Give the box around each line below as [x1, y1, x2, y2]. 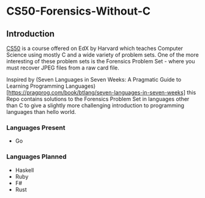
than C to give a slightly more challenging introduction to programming [6, 102, 185, 109]
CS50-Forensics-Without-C [6, 4, 151, 18]
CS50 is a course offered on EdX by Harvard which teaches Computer [6, 44, 184, 52]
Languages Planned [6, 152, 67, 161]
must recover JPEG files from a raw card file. [6, 64, 119, 71]
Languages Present [6, 123, 65, 132]
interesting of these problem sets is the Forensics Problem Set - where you [6, 58, 195, 65]
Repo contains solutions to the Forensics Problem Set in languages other [6, 96, 190, 102]
